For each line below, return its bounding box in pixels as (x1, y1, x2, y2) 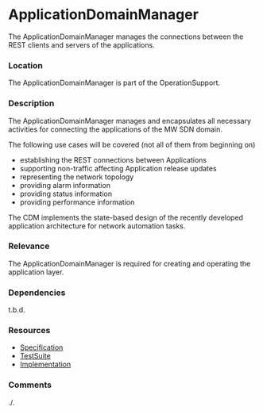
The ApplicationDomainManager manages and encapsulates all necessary (8, 116, 252, 125)
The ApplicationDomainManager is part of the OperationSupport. (8, 78, 221, 88)
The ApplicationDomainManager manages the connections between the (8, 32, 244, 41)
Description (8, 98, 55, 109)
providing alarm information (19, 180, 111, 190)
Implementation (19, 359, 72, 370)
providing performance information (19, 197, 135, 207)
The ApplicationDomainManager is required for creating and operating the (8, 259, 251, 268)
